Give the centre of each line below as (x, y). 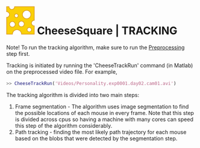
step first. (18, 53)
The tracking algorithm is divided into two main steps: (73, 95)
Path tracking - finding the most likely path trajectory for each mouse (101, 132)
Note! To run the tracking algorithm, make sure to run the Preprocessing (95, 47)
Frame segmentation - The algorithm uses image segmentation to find (102, 106)
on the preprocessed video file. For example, (62, 71)
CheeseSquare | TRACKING (107, 31)
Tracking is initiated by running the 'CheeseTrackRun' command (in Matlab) (100, 65)
